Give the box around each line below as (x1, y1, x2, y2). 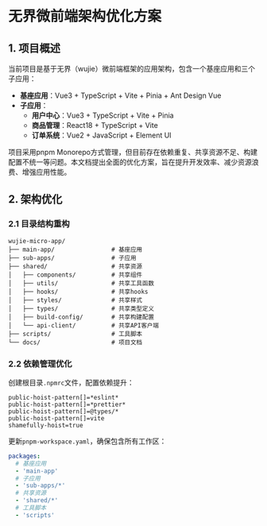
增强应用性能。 (21, 168, 72, 176)
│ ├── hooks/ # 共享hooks (8, 288, 149, 296)
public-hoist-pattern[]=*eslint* (8, 393, 119, 401)
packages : (8, 452, 41, 460)
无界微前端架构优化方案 (8, 7, 162, 25)
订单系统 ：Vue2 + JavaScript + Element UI (31, 130, 172, 140)
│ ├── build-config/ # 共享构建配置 (8, 313, 155, 321)
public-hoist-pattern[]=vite (8, 414, 105, 422)
